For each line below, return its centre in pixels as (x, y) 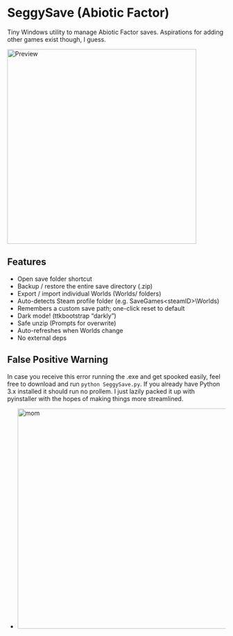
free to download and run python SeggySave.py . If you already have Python (114, 384)
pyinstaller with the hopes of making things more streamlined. (95, 398)
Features (27, 262)
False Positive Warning (58, 360)
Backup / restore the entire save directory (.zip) (85, 286)
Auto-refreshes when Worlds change (70, 330)
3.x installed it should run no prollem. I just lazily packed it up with (101, 391)
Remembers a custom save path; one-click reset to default (101, 308)
